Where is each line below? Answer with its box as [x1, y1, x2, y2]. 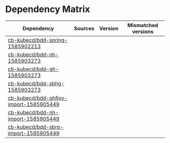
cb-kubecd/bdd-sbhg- [8, 80, 65, 87]
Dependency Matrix [5, 4, 90, 15]
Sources [73, 25, 95, 32]
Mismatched [127, 22, 158, 29]
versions [132, 28, 154, 35]
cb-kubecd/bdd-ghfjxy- [8, 94, 68, 101]
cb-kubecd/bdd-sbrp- [8, 123, 64, 130]
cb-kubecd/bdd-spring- [8, 36, 68, 43]
